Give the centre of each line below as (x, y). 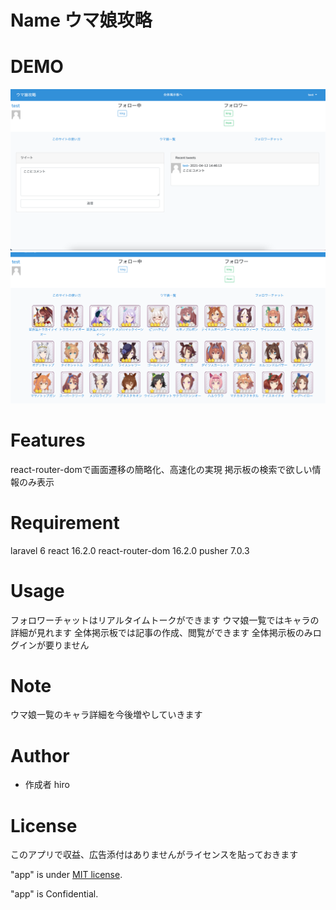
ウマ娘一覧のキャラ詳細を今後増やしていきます (106, 715)
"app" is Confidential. (54, 894)
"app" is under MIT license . (66, 875)
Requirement (65, 522)
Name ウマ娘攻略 (81, 20)
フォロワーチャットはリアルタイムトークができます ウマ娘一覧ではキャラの (165, 620)
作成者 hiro (47, 785)
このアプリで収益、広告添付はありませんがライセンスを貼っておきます (154, 855)
